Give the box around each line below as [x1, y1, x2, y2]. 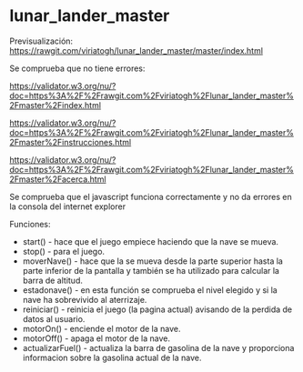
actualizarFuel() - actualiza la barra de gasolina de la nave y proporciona [22, 342, 295, 353]
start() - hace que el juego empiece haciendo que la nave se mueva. [22, 236, 279, 246]
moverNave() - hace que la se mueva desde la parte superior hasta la [22, 256, 284, 266]
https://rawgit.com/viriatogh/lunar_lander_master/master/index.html [9, 45, 264, 55]
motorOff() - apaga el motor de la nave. [22, 333, 171, 344]
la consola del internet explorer [9, 201, 126, 212]
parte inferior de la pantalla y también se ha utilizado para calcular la [22, 265, 280, 276]
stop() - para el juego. [22, 246, 106, 256]
